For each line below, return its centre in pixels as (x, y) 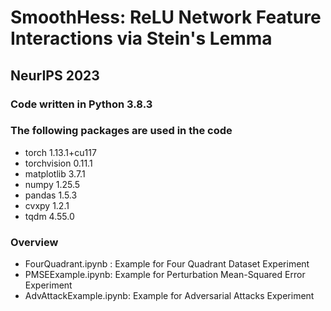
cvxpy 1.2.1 (47, 205)
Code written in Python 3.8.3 (81, 104)
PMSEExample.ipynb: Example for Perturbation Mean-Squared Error (165, 275)
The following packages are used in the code (121, 131)
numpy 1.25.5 (52, 184)
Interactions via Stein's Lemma (141, 38)
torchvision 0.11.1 (58, 163)
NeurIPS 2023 (55, 75)
